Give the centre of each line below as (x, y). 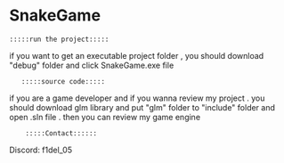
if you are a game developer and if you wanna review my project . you (137, 98)
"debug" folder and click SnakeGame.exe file (92, 65)
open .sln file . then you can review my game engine (105, 117)
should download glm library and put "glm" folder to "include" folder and (142, 107)
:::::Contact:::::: (61, 133)
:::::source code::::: (63, 81)
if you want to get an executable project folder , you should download (137, 55)
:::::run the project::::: (59, 39)
